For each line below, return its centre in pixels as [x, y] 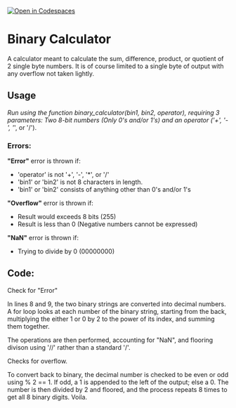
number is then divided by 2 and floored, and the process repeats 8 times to [117, 389]
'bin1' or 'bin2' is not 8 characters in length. [80, 182]
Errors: [19, 145]
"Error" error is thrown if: [44, 161]
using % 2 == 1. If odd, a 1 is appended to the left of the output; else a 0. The [118, 382]
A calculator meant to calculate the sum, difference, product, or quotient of [116, 58]
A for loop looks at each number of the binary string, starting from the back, [117, 311]
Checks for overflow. [38, 361]
